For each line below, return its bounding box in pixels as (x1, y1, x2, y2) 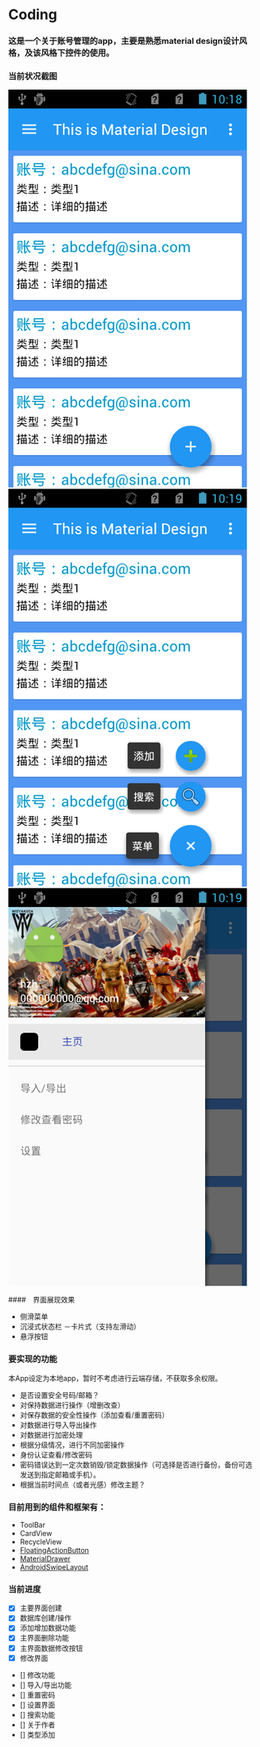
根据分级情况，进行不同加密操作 (19, 1440, 125, 1449)
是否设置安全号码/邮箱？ (19, 1390, 99, 1399)
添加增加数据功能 (19, 1623, 76, 1632)
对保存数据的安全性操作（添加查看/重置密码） (19, 1410, 169, 1419)
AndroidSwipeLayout (19, 1562, 89, 1572)
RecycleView (19, 1537, 62, 1547)
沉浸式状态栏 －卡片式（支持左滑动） (19, 1322, 141, 1332)
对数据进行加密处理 (19, 1430, 83, 1439)
